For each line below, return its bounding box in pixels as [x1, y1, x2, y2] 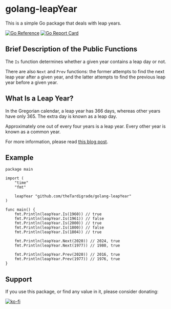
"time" [14, 180, 29, 186]
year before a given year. [5, 79, 58, 85]
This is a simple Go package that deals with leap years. [5, 20, 122, 26]
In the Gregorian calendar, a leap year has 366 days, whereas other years [5, 108, 161, 114]
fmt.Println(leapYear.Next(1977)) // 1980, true [14, 243, 120, 249]
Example [5, 153, 34, 162]
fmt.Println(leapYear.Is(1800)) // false [14, 225, 104, 231]
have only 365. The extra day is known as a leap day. [5, 113, 117, 119]
